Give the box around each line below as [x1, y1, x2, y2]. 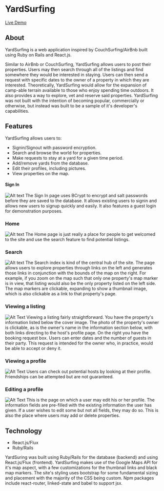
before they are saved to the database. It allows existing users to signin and [5, 198, 157, 204]
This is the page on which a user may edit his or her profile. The [26, 397, 155, 403]
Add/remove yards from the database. [12, 160, 89, 166]
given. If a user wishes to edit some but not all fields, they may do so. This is [5, 408, 159, 413]
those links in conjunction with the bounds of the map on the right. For [5, 270, 146, 276]
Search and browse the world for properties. [12, 150, 102, 156]
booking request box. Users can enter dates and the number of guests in [5, 335, 151, 341]
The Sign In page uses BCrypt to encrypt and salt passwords [25, 192, 148, 198]
